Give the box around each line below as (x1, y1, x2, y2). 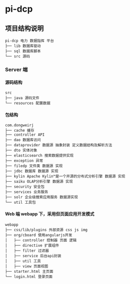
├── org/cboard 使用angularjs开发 (5, 233, 72, 237)
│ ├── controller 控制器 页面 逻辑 (5, 237, 77, 243)
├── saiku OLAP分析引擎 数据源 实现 (5, 179, 73, 184)
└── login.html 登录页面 (5, 274, 53, 279)
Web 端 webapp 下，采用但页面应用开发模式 (5, 211, 94, 216)
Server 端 (5, 66, 28, 73)
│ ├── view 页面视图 (5, 263, 48, 269)
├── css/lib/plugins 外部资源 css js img (5, 227, 88, 232)
